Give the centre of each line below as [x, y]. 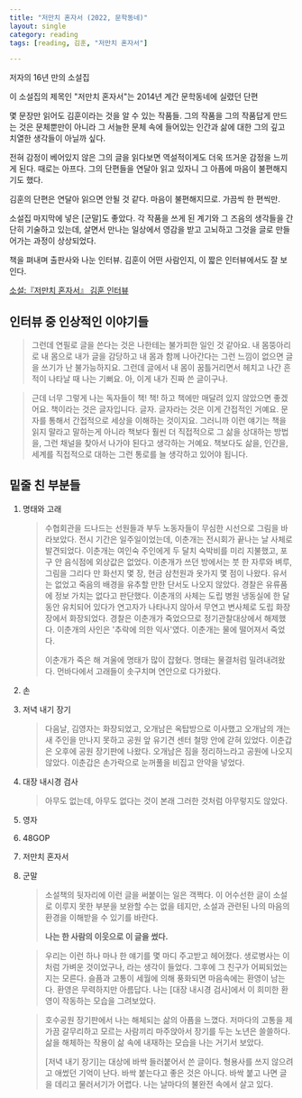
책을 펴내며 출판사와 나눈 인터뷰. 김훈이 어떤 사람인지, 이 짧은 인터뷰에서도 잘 [144, 260]
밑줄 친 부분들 [45, 485]
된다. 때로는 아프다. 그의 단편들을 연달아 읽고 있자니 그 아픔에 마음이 [137, 169]
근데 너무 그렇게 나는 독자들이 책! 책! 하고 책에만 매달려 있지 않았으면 [151, 398]
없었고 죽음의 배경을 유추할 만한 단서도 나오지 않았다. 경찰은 [159, 584]
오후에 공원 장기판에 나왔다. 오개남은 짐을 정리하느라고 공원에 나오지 [174, 751]
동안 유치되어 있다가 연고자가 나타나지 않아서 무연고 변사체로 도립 [159, 607]
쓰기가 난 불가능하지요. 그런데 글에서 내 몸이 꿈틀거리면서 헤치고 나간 [161, 368]
